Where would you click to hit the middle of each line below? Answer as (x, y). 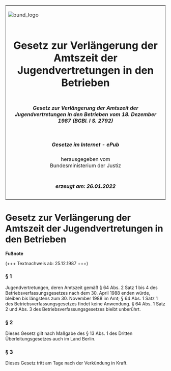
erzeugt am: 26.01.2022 (85, 186)
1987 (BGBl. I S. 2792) (85, 121)
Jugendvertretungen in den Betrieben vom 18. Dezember (85, 114)
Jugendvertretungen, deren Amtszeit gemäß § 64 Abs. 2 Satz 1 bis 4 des (81, 288)
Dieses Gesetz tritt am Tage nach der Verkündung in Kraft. (67, 363)
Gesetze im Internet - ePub (85, 145)
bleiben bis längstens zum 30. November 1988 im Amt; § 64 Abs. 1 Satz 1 (81, 298)
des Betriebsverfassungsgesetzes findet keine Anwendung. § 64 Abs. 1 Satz (85, 304)
